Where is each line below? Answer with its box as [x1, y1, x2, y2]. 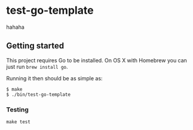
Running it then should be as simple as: [6, 74, 103, 81]
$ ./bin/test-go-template [6, 91, 71, 98]
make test [6, 119, 31, 125]
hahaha [6, 23, 25, 31]
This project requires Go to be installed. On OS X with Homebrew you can [6, 56, 187, 64]
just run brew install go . [6, 63, 68, 70]
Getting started [6, 41, 65, 51]
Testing [6, 105, 29, 114]
